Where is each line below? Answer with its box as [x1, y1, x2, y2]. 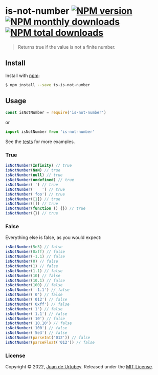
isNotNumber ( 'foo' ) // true [5, 191, 65, 197]
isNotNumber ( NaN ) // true [5, 168, 60, 173]
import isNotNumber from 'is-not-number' [5, 129, 95, 134]
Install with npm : [5, 72, 40, 78]
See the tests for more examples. [5, 139, 75, 145]
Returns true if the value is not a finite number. [17, 44, 116, 50]
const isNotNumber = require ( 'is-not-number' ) [5, 110, 106, 115]
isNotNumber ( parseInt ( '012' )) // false [5, 335, 91, 341]
